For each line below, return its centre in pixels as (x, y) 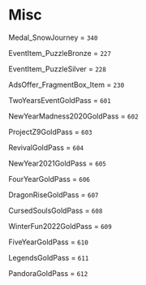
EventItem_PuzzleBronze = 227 (60, 53)
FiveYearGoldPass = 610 (49, 242)
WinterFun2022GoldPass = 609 (60, 226)
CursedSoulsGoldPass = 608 (56, 210)
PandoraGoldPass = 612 (48, 273)
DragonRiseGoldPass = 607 (54, 194)
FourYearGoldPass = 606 (49, 179)
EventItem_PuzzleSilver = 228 (58, 69)
